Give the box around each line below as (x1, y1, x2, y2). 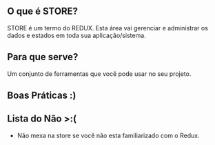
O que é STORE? (7, 6, 78, 17)
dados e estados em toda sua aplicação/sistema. (7, 31, 146, 39)
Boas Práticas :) (7, 90, 76, 101)
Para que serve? (7, 51, 79, 63)
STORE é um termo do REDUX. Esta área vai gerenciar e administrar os (7, 23, 209, 32)
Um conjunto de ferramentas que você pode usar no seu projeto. (7, 69, 192, 78)
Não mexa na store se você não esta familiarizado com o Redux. (17, 131, 200, 139)
